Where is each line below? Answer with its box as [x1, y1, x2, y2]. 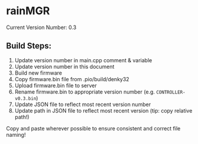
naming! [6, 131, 26, 138]
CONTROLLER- [156, 89, 186, 95]
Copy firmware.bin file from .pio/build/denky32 [14, 75, 129, 82]
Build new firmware [14, 69, 62, 76]
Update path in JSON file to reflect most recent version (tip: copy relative [14, 107, 193, 114]
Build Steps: [6, 41, 52, 51]
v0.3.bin [14, 95, 37, 101]
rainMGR [6, 4, 50, 18]
